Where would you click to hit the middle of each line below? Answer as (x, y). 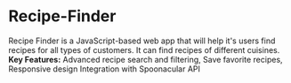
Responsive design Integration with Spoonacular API (105, 69)
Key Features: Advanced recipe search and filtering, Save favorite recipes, (145, 59)
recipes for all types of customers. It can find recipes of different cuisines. (144, 49)
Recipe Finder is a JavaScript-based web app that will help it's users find (142, 41)
